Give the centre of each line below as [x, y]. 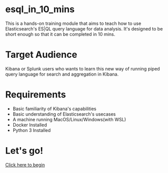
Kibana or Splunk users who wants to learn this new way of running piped [83, 68]
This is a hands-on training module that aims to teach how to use [73, 23]
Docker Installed [30, 125]
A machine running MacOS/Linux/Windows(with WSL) [69, 119]
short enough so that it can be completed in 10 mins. [60, 34]
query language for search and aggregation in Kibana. [62, 74]
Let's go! [24, 151]
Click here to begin [25, 165]
